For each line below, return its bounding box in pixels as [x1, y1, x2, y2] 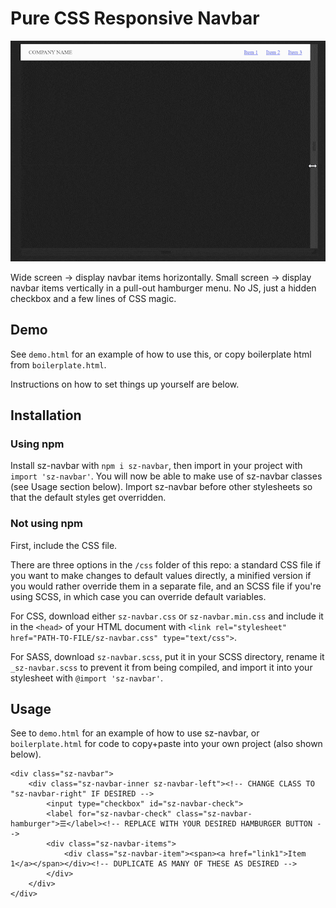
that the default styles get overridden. [10, 492, 167, 504]
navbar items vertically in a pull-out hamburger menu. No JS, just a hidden [10, 282, 317, 294]
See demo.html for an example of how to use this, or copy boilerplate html [10, 348, 312, 360]
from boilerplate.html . [10, 358, 107, 371]
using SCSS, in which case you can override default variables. [10, 590, 267, 602]
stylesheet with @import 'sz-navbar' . [10, 672, 163, 684]
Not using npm [10, 517, 83, 531]
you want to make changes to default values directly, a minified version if [10, 569, 312, 581]
